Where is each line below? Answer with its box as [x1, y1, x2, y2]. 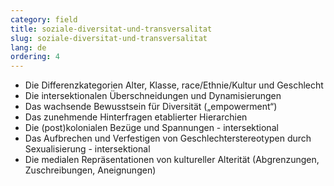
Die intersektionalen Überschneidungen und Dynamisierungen [24, 90, 282, 102]
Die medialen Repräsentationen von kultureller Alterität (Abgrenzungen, [24, 154, 320, 166]
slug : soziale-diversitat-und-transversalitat [10, 33, 208, 43]
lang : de [10, 42, 47, 53]
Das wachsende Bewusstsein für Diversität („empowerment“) [24, 101, 278, 113]
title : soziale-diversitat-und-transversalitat [10, 24, 213, 34]
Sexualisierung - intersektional [24, 143, 151, 155]
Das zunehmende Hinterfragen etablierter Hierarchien [24, 111, 248, 123]
